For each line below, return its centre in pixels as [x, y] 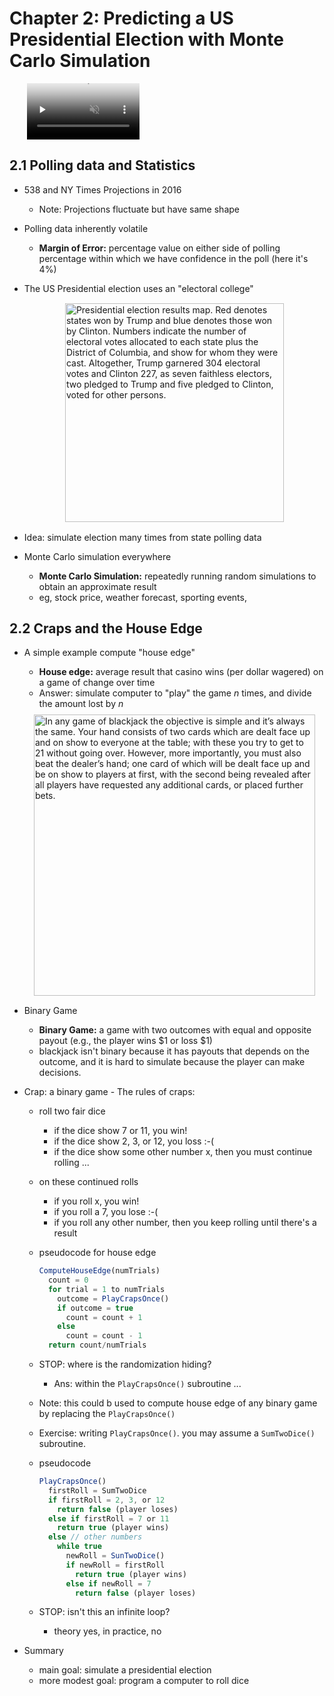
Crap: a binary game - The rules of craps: [109, 1092]
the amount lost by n [81, 704]
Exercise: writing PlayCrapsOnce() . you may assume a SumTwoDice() [177, 1433]
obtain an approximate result [97, 586]
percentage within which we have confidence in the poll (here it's [173, 258]
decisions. [60, 1073]
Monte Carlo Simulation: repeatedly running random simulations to [177, 576]
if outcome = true [95, 1308]
